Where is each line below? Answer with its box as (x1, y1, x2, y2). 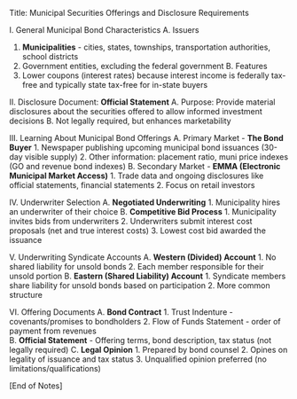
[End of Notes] (9, 380, 63, 391)
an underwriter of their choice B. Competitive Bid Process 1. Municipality (9, 207, 277, 216)
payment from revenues (9, 325, 98, 336)
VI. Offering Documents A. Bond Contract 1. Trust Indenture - (9, 307, 233, 317)
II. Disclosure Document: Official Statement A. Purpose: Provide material (9, 97, 276, 107)
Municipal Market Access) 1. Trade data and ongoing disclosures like (9, 170, 264, 181)
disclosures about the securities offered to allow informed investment (9, 106, 263, 116)
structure (9, 290, 43, 300)
